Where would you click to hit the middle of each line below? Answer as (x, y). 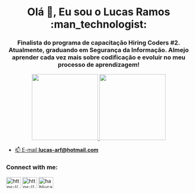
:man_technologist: (99, 24)
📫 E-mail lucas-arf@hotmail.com (56, 150)
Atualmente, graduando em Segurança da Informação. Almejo (99, 50)
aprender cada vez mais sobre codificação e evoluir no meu (99, 57)
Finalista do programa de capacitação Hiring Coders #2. (99, 43)
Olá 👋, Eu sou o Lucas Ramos (99, 12)
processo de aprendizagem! (99, 65)
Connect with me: (32, 168)
